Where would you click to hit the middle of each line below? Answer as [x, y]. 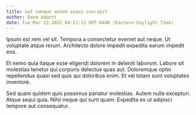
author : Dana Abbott [32, 17]
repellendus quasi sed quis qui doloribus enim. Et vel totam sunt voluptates [98, 76]
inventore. [18, 82]
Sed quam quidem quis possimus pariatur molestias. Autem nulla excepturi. [98, 93]
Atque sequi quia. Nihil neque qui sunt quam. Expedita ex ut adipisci [89, 100]
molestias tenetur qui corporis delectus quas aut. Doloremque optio [89, 70]
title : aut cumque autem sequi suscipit [57, 11]
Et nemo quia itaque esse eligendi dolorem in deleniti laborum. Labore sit [95, 63]
